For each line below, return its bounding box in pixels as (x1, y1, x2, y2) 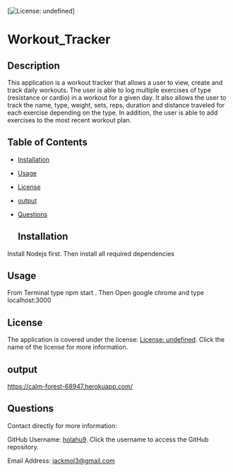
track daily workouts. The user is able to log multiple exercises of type (7, 86, 212, 94)
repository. (7, 442, 39, 451)
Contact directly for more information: (7, 421, 118, 430)
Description (7, 59, 60, 71)
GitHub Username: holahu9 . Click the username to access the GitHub (7, 435, 209, 444)
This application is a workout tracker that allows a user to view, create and (7, 79, 223, 86)
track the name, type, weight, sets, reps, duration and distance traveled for (7, 101, 225, 109)
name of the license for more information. (7, 343, 129, 352)
